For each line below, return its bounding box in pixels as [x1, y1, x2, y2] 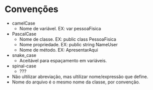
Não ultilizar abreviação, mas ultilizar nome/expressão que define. [11, 73, 148, 79]
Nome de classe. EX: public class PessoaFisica [19, 36, 116, 42]
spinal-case [11, 63, 36, 69]
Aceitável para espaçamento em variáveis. [19, 57, 107, 63]
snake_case [11, 52, 36, 58]
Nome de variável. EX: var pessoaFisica [19, 25, 101, 31]
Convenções [4, 4, 58, 15]
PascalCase [11, 31, 37, 37]
